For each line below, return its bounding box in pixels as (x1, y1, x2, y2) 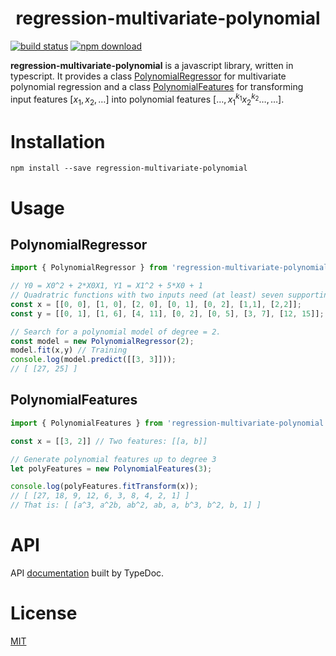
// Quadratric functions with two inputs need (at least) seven (10, 290, 284, 301)
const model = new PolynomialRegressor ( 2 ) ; (10, 336, 195, 346)
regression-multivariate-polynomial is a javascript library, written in (10, 59, 294, 71)
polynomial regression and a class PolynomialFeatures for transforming (10, 80, 304, 92)
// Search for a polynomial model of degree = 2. (10, 327, 222, 337)
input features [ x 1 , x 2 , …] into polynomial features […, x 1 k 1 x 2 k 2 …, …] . (10, 91, 285, 107)
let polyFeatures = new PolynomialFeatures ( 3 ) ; (10, 463, 213, 474)
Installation (10, 130, 106, 153)
